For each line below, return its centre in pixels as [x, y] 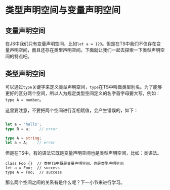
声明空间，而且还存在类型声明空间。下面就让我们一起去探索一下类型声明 [85, 50]
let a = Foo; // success [32, 168]
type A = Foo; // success [34, 172]
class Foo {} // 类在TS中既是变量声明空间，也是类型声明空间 [65, 164]
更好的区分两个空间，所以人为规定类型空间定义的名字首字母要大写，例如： [83, 93]
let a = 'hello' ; [24, 124]
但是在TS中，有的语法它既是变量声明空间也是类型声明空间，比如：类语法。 [83, 153]
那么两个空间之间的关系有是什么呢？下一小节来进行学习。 [65, 182]
